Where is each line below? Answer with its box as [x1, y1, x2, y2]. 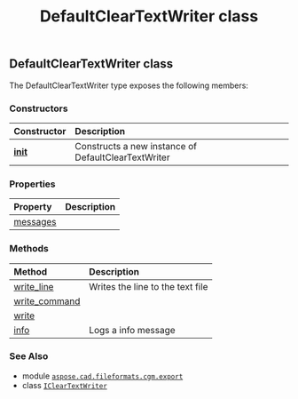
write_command [13, 295, 81, 307]
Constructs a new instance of [74, 140, 198, 152]
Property [13, 201, 52, 213]
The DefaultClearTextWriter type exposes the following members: [9, 80, 248, 91]
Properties [9, 178, 56, 190]
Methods [9, 243, 49, 255]
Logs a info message [88, 323, 176, 336]
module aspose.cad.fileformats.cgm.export [21, 371, 184, 381]
